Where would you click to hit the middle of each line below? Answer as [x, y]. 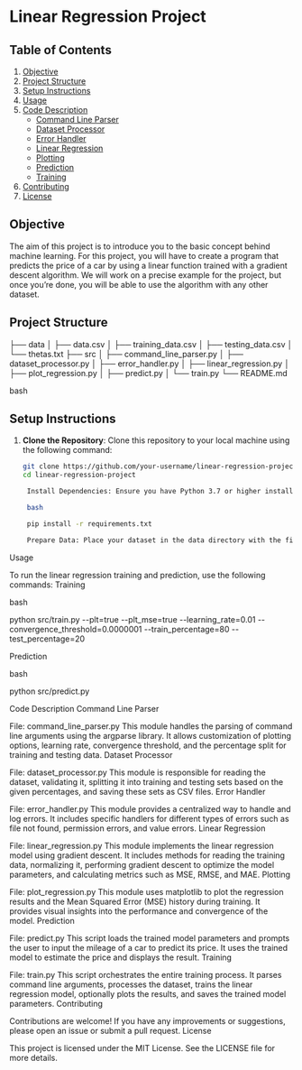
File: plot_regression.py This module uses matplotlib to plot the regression [146, 891]
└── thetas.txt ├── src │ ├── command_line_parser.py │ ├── [127, 354]
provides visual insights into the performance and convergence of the [139, 911]
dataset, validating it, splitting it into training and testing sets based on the [146, 781]
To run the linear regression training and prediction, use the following [137, 575]
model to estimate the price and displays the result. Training [121, 957]
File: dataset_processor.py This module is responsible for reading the [137, 772]
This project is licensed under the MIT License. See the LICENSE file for [142, 1047]
